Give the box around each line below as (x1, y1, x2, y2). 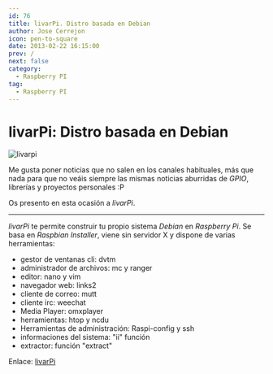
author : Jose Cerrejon (8, 27, 85, 35)
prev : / (8, 50, 35, 58)
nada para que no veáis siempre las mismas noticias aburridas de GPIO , (8, 174, 249, 184)
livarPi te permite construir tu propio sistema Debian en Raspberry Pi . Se (8, 221, 252, 232)
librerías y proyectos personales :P (8, 182, 124, 192)
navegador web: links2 (19, 280, 97, 290)
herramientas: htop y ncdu (19, 315, 110, 325)
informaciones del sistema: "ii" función (19, 333, 150, 342)
